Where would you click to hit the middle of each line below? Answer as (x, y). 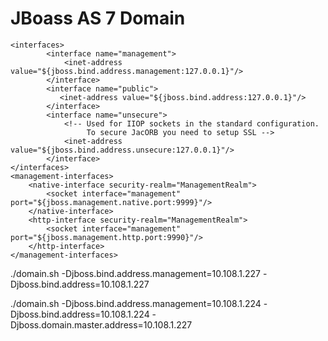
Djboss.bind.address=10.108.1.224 (80, 314)
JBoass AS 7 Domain (98, 18)
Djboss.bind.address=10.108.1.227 (80, 284)
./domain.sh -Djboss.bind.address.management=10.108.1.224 (136, 303)
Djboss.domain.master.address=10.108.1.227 (101, 324)
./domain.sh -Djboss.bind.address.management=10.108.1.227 (136, 273)
